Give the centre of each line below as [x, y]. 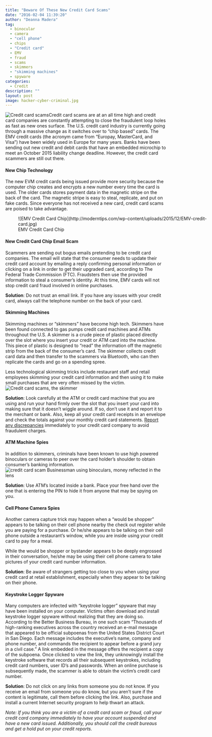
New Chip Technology [29, 170]
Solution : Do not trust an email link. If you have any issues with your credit [83, 295]
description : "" [22, 91]
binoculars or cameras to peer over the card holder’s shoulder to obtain [80, 459]
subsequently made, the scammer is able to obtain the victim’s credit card [83, 671]
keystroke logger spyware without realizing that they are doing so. [75, 617]
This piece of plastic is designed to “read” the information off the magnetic [84, 345]
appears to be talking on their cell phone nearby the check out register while [85, 525]
